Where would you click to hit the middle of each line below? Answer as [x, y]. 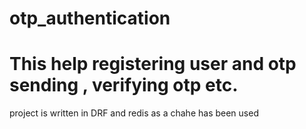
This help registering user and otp [153, 64]
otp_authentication [90, 18]
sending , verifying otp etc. [124, 85]
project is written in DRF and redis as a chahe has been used [134, 113]
